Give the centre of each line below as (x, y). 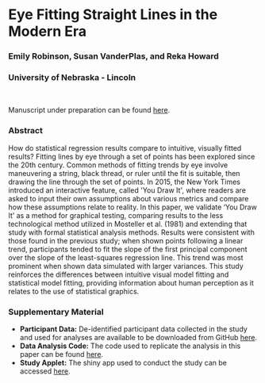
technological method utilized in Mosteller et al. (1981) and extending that (128, 224)
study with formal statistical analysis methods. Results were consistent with (132, 232)
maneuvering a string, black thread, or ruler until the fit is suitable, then (124, 173)
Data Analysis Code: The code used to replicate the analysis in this (130, 346)
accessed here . (45, 371)
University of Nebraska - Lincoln (72, 78)
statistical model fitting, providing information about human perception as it (131, 282)
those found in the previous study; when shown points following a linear (126, 240)
